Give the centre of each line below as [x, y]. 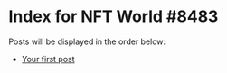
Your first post [48, 59]
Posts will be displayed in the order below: [87, 41]
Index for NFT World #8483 [113, 17]
